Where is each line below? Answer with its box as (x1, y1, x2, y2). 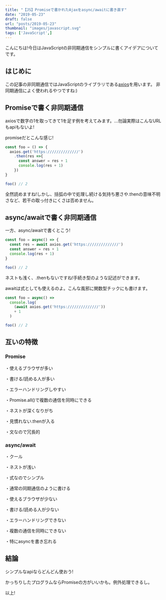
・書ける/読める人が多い (5, 375, 55, 382)
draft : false (5, 16, 32, 21)
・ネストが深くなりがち (5, 407, 53, 413)
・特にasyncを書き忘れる (5, 538, 57, 544)
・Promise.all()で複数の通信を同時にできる (5, 397, 92, 403)
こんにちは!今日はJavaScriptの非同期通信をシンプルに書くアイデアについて (5, 45, 159, 50)
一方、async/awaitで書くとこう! (5, 228, 71, 234)
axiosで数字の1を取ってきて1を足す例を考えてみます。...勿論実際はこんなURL (5, 118, 162, 124)
